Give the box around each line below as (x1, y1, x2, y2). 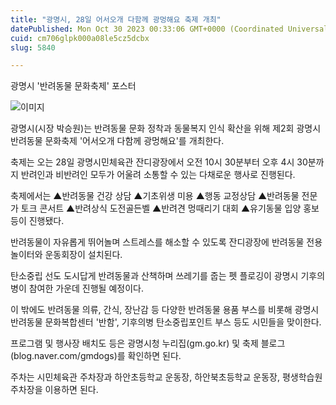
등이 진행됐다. (10, 215, 65, 227)
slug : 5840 (10, 42, 56, 53)
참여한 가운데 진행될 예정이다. (28, 282, 144, 295)
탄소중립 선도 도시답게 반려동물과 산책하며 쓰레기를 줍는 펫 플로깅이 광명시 (10, 270, 299, 282)
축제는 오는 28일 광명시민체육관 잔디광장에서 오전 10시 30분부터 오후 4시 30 (10, 156, 308, 168)
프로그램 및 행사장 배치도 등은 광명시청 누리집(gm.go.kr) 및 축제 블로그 (10, 337, 286, 350)
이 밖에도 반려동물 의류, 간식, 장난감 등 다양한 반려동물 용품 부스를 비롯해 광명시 (10, 304, 320, 316)
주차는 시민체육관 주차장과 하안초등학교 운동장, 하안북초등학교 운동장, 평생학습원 (10, 371, 323, 383)
